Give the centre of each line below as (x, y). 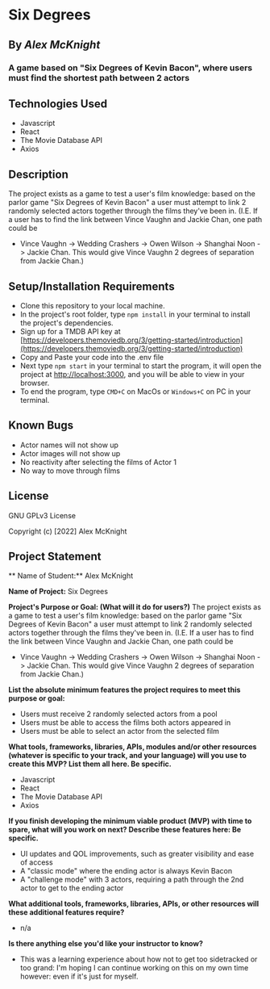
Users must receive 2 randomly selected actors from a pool (118, 714)
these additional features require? (66, 912)
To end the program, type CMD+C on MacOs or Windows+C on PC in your (135, 391)
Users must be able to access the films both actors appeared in (125, 723)
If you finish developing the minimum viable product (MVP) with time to (130, 821)
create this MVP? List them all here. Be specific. (90, 764)
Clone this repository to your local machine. (92, 305)
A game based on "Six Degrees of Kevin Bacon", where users (130, 68)
